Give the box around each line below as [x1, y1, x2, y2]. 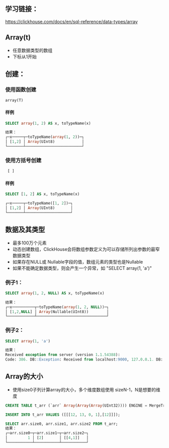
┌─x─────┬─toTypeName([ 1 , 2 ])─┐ [5, 201, 73, 206]
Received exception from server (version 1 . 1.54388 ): [5, 353, 121, 358]
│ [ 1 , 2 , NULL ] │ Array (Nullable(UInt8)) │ [5, 309, 109, 314]
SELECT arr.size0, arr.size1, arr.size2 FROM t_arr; [5, 421, 118, 426]
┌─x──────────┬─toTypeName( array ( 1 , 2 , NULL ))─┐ [5, 305, 109, 310]
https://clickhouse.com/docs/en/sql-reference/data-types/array [5, 18, 138, 24]
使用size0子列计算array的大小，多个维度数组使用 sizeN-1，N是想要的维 [12, 386, 160, 392]
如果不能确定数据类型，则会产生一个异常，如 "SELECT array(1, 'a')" [12, 265, 152, 271]
